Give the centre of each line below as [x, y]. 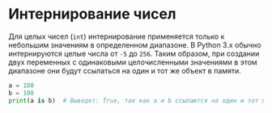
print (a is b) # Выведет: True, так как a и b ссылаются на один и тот [134, 100]
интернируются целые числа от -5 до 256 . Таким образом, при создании [134, 53]
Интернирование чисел [92, 14]
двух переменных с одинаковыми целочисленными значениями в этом [133, 62]
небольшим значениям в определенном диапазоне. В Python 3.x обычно [135, 44]
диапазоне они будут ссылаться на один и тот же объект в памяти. [125, 70]
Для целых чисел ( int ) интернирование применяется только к [117, 36]
